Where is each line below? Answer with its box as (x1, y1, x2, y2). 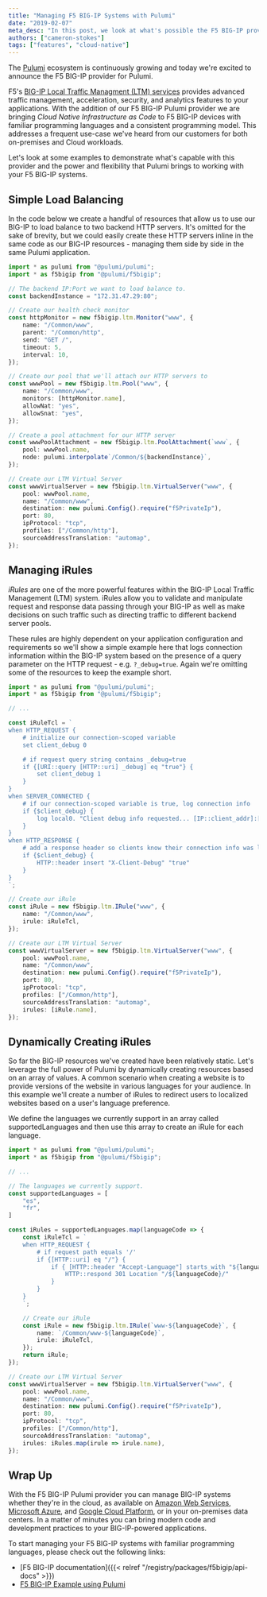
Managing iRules (8, 563, 93, 577)
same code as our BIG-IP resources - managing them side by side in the (8, 239, 245, 249)
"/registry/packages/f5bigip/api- (141, 1563, 249, 1572)
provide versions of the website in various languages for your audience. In (8, 1081, 252, 1091)
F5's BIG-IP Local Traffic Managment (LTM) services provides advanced (8, 87, 245, 96)
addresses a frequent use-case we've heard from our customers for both (8, 129, 248, 139)
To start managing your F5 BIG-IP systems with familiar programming (8, 1539, 234, 1549)
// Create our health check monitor (8, 307, 130, 315)
